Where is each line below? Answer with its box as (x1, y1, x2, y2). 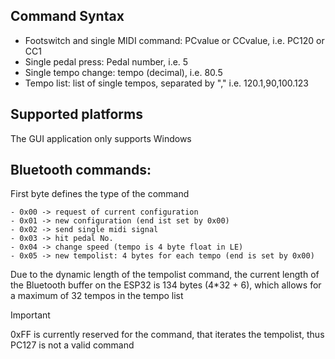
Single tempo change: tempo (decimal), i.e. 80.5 (24, 66, 223, 78)
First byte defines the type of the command (10, 188, 190, 200)
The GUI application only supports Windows (10, 132, 192, 144)
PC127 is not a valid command (10, 339, 135, 351)
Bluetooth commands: (10, 162, 152, 179)
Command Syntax (10, 8, 125, 25)
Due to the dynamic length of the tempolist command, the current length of (10, 269, 320, 281)
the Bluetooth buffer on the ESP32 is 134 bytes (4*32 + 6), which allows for (10, 279, 322, 291)
